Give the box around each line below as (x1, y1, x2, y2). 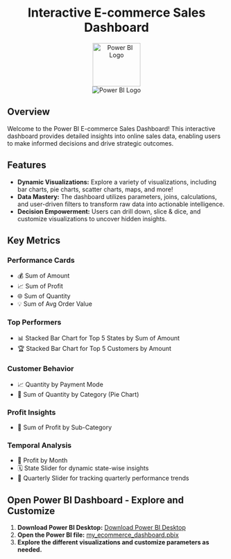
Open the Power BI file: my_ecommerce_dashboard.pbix (17, 531, 179, 539)
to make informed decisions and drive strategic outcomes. (7, 139, 174, 147)
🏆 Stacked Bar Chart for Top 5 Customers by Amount (17, 344, 172, 352)
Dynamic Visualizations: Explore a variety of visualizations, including (17, 178, 217, 186)
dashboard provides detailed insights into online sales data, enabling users (7, 132, 221, 140)
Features (7, 160, 46, 171)
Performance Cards (7, 255, 75, 265)
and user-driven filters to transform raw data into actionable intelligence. (17, 200, 225, 208)
